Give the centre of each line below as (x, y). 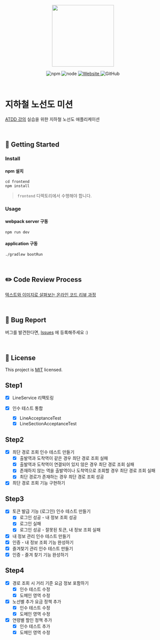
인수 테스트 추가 (35, 626)
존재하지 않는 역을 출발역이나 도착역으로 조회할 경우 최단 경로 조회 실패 (87, 471)
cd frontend (17, 182)
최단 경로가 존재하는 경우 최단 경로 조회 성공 (62, 477)
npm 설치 (14, 171)
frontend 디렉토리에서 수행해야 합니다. (55, 196)
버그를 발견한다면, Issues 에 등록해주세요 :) (47, 333)
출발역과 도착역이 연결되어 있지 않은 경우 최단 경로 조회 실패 (77, 464)
